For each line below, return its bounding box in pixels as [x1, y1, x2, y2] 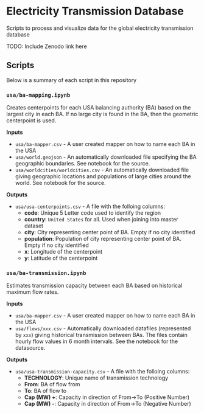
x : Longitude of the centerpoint [24, 248, 102, 255]
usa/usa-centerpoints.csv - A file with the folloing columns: [15, 203, 166, 210]
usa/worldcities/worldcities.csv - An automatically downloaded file [15, 166, 189, 174]
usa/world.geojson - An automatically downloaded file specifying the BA [15, 153, 197, 161]
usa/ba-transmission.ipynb [6, 269, 86, 276]
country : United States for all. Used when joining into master [24, 216, 178, 223]
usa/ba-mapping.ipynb [6, 91, 71, 99]
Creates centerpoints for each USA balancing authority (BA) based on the [6, 104, 191, 111]
